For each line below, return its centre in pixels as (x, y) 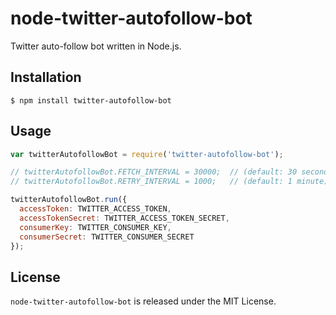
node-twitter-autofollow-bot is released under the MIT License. (143, 301)
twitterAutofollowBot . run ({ (69, 200)
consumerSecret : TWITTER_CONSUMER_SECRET (107, 237)
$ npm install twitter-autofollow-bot (91, 100)
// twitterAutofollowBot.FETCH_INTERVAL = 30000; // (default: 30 (154, 172)
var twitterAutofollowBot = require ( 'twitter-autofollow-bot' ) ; (147, 154)
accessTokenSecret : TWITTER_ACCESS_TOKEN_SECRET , (124, 218)
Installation (46, 77)
